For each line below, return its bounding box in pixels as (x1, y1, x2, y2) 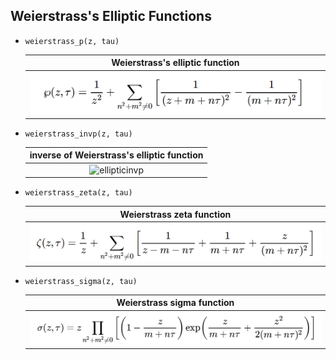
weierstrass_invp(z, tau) (24, 129, 133, 139)
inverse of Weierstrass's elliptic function (29, 149, 204, 161)
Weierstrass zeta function (119, 208, 232, 220)
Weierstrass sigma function (116, 297, 235, 309)
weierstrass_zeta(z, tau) (24, 188, 133, 198)
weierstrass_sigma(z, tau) (24, 276, 138, 286)
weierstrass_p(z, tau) (24, 36, 120, 46)
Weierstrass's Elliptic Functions (10, 8, 212, 25)
